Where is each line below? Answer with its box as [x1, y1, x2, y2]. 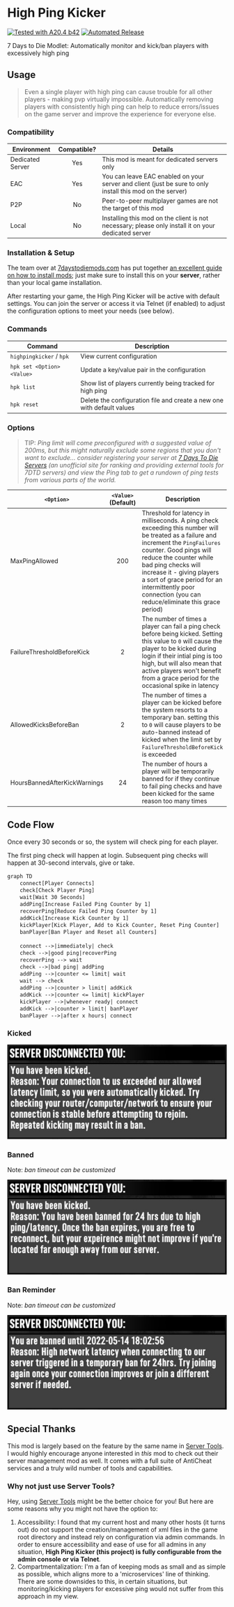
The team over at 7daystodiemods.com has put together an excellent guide [7, 263, 223, 272]
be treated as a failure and [141, 531, 217, 539]
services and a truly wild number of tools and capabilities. [7, 1463, 173, 1472]
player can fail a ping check [141, 622, 221, 630]
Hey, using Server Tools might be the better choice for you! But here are [7, 1497, 214, 1506]
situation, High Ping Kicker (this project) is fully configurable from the [17, 1548, 222, 1556]
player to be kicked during [141, 644, 217, 652]
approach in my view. [17, 1592, 79, 1601]
